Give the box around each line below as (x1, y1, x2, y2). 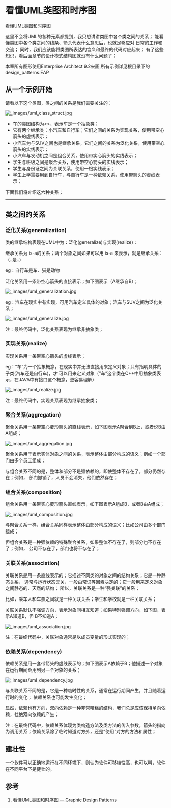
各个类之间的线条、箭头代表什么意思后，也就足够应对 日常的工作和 (22, 39, 163, 46)
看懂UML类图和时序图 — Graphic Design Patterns (12, 797, 117, 803)
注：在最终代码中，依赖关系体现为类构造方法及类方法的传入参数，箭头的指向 (5, 722, 166, 728)
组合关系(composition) (5, 489, 62, 496)
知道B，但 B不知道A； (12, 613, 59, 619)
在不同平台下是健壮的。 (5, 766, 54, 772)
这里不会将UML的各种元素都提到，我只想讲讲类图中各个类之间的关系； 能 (5, 33, 159, 39)
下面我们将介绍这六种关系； (5, 189, 64, 195)
